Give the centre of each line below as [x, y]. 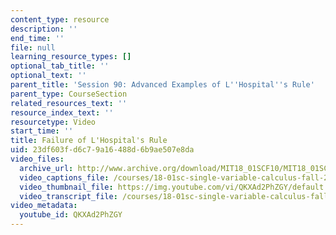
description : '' [44, 29]
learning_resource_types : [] [71, 57]
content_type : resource [60, 19]
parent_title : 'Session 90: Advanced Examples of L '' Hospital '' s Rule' [162, 85]
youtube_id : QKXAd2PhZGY [71, 215]
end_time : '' [37, 38]
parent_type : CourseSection [69, 94]
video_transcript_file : [68, 196]
